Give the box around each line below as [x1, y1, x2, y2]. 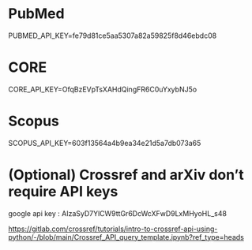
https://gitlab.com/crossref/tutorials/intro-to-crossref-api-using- [8, 224, 218, 233]
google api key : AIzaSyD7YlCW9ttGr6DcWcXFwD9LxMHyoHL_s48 [8, 208, 228, 218]
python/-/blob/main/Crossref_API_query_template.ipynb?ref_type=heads [8, 232, 245, 241]
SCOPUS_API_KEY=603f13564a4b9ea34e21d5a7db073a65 [8, 138, 201, 147]
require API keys [8, 183, 118, 200]
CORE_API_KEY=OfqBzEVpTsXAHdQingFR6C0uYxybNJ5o [8, 84, 197, 94]
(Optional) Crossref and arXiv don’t [8, 166, 244, 184]
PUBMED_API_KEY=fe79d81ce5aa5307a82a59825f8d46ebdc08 [8, 31, 217, 40]
